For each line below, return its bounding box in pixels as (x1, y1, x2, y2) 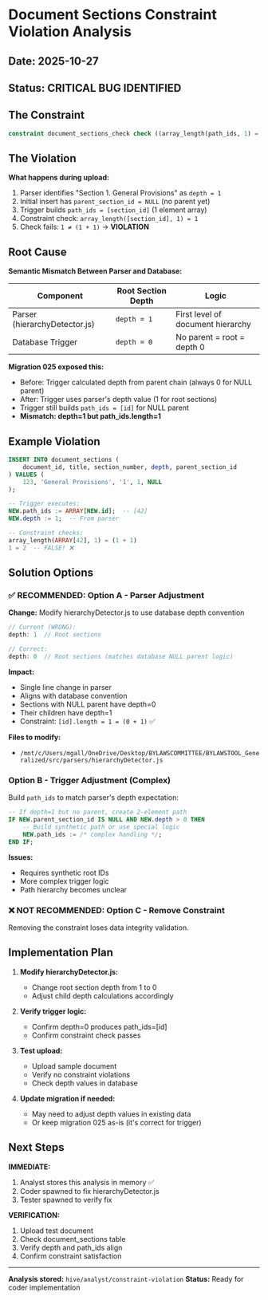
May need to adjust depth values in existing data (31, 1109, 191, 1118)
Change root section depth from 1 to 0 (31, 983, 157, 992)
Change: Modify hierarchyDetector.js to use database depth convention (8, 608, 245, 617)
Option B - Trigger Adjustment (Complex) (8, 774, 171, 786)
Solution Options (8, 566, 94, 580)
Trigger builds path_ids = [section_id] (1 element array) (19, 205, 207, 215)
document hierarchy (175, 319, 251, 330)
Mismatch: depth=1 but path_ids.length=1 (19, 412, 162, 421)
